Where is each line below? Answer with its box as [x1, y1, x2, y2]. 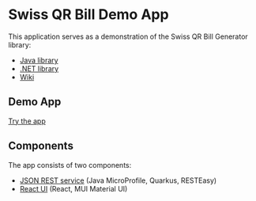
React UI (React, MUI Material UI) [19, 184, 128, 193]
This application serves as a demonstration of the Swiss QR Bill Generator [8, 32, 249, 41]
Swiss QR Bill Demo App [8, 6, 169, 24]
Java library [19, 55, 58, 65]
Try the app [8, 116, 46, 126]
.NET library [19, 63, 59, 73]
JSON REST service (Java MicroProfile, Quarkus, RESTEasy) [19, 176, 217, 185]
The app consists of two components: [8, 160, 132, 169]
